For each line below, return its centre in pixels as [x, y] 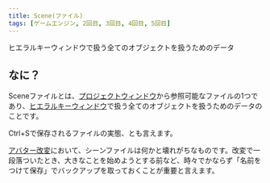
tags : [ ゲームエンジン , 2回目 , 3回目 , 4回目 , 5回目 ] [89, 23]
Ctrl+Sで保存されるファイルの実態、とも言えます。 [93, 133]
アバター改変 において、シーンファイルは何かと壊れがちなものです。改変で [131, 151]
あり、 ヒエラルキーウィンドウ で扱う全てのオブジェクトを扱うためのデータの [135, 106]
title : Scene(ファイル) [46, 16]
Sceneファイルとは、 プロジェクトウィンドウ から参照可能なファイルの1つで [133, 96]
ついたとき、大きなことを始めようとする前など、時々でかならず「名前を [142, 160]
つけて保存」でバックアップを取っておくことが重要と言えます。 [114, 171]
